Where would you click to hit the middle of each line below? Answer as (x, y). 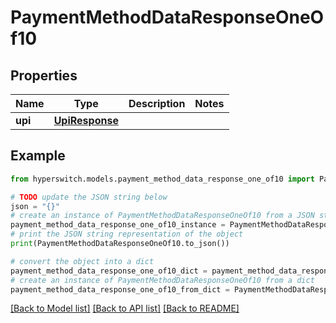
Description (157, 103)
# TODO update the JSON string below (89, 197)
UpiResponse (86, 120)
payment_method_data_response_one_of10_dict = (109, 271)
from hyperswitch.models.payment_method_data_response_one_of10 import (162, 179)
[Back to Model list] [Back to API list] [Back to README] (125, 308)
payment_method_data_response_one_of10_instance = (118, 225)
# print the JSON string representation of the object (127, 234)
